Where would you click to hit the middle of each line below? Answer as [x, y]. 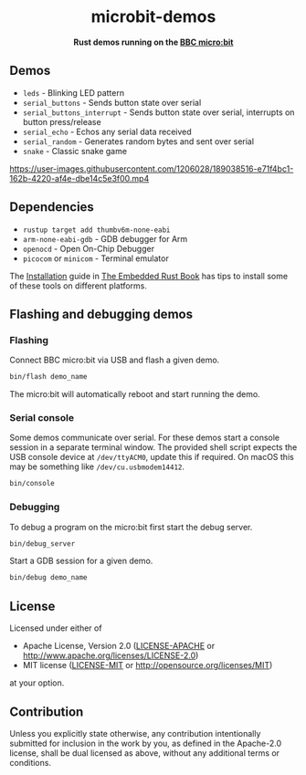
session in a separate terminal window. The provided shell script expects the [153, 447]
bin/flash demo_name [49, 377]
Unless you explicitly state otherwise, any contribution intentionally [135, 733]
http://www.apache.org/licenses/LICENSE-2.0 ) [111, 655]
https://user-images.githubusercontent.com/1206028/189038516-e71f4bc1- [152, 168]
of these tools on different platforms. [79, 286]
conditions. [31, 762]
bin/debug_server [42, 544]
